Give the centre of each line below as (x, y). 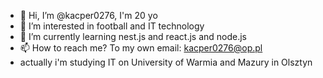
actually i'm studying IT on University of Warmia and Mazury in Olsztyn (166, 62)
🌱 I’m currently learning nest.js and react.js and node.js (133, 36)
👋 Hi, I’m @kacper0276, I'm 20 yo (88, 15)
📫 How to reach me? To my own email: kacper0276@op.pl (141, 48)
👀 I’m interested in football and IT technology (112, 26)
